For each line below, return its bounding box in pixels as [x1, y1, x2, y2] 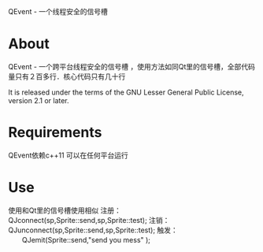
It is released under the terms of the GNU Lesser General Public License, [8, 87, 244, 97]
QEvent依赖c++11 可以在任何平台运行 [8, 150, 128, 160]
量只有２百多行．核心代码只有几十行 [8, 72, 126, 81]
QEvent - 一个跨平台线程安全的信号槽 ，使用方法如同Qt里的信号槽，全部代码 [8, 61, 256, 71]
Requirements [8, 124, 102, 142]
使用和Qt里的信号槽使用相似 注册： [8, 206, 122, 215]
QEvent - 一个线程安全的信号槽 [8, 7, 109, 16]
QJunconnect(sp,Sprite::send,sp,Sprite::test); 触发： [8, 225, 179, 235]
